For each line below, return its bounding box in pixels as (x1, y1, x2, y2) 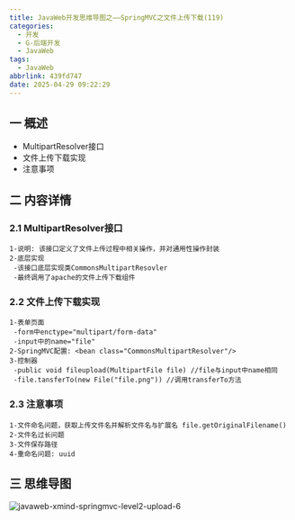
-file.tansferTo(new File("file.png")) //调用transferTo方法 (13, 375, 242, 385)
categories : (9, 22, 54, 31)
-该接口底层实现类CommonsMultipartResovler (13, 264, 168, 273)
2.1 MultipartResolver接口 (9, 221, 123, 234)
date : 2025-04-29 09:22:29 (9, 80, 111, 89)
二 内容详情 (9, 193, 72, 208)
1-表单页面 (9, 318, 45, 327)
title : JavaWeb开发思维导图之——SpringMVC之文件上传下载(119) (9, 13, 225, 22)
